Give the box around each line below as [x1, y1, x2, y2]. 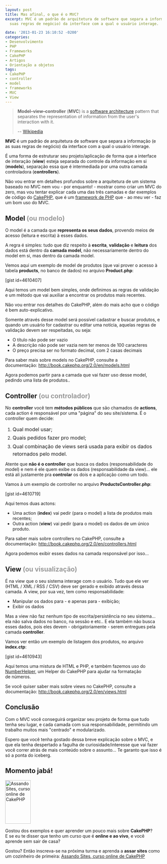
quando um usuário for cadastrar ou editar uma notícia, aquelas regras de [5, 322, 157, 328]
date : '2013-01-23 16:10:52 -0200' [5, 30, 79, 35]
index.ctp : [5, 644, 27, 650]
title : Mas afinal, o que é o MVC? [5, 12, 79, 17]
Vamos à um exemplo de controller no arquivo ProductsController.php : [5, 481, 152, 487]
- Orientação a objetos [5, 63, 55, 68]
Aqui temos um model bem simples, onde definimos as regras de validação [5, 287, 159, 293]
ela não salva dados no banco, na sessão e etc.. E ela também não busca [5, 619, 156, 625]
